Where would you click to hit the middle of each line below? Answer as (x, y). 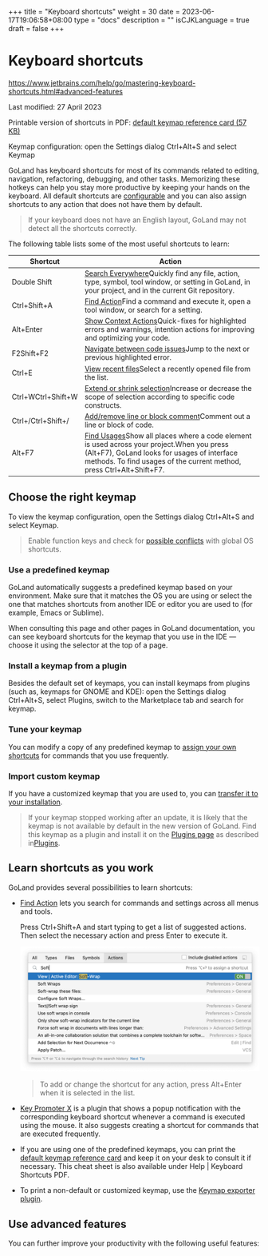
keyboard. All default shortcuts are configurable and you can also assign (128, 196)
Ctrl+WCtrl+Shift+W (45, 397)
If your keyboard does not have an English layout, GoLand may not (137, 220)
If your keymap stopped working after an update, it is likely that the (138, 817)
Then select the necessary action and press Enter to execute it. (124, 935)
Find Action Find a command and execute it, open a (168, 301)
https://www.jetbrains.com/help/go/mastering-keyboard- (102, 82)
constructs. (103, 405)
